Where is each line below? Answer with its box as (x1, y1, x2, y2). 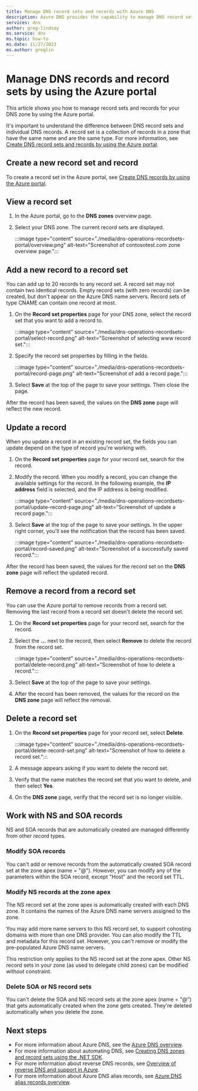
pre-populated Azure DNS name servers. (6, 944, 105, 951)
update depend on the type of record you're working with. (6, 444, 147, 451)
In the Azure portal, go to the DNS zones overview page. (14, 213, 153, 220)
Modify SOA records (6, 847, 66, 855)
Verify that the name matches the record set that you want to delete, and (14, 776, 192, 783)
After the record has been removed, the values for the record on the (14, 690, 180, 697)
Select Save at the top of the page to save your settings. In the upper (14, 521, 183, 528)
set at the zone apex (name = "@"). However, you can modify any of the (6, 867, 181, 874)
